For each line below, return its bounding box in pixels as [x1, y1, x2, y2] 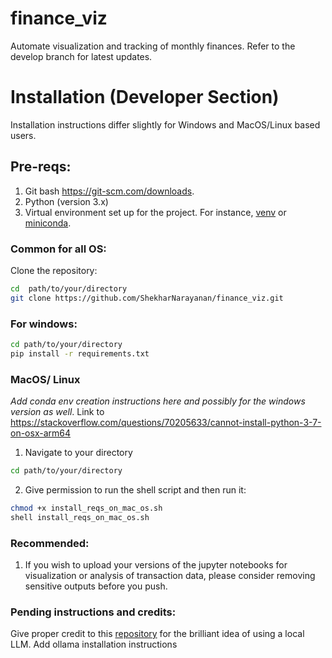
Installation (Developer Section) [10, 86, 280, 109]
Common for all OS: [10, 242, 107, 256]
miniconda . [24, 217, 72, 229]
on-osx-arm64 [10, 427, 71, 439]
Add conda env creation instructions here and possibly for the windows [10, 395, 306, 407]
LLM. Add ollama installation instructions [10, 638, 178, 651]
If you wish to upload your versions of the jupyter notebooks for [24, 559, 288, 571]
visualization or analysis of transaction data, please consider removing [24, 570, 316, 581]
